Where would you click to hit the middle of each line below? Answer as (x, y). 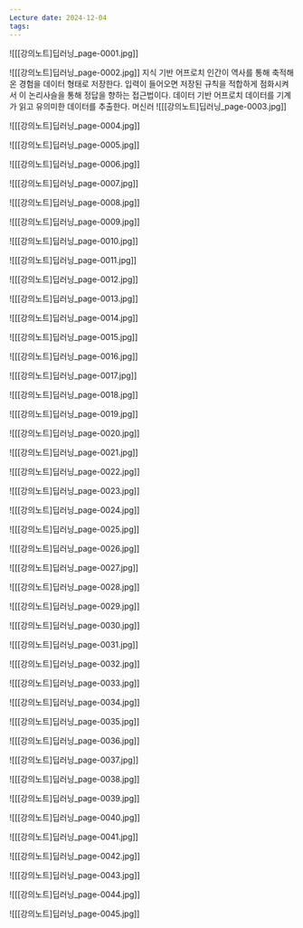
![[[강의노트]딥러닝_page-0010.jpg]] (74, 241)
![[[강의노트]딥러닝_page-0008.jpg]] (75, 202)
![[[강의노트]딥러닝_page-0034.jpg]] (75, 702)
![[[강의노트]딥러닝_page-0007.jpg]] (74, 183)
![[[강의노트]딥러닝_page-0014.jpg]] (74, 317)
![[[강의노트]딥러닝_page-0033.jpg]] (75, 683)
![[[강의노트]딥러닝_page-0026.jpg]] (75, 548)
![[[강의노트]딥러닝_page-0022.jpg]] (75, 471)
